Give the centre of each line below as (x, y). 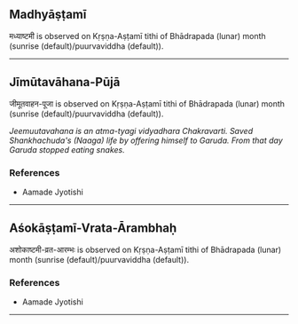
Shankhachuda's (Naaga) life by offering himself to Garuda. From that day (146, 140)
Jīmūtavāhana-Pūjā (65, 82)
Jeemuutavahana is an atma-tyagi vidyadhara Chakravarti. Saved (131, 130)
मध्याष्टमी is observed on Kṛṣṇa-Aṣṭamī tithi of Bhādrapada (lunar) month (137, 36)
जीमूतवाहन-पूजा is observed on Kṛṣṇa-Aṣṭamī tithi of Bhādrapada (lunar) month (147, 103)
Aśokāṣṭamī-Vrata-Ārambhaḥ (93, 229)
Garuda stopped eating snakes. (67, 149)
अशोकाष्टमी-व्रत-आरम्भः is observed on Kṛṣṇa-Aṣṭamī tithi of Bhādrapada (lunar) (145, 249)
